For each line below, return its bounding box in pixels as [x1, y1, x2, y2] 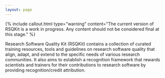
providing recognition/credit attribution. [5, 67, 86, 73]
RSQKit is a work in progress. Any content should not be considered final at [5, 26, 160, 32]
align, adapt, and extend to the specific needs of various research [5, 51, 140, 57]
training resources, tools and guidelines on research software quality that [5, 46, 155, 52]
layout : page [5, 7, 32, 12]
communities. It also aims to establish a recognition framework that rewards [5, 56, 161, 62]
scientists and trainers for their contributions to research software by [5, 62, 146, 68]
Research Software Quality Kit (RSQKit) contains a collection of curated [5, 40, 152, 47]
